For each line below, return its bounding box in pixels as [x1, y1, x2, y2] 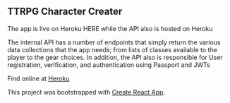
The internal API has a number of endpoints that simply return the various [7, 38, 221, 47]
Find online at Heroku [7, 74, 70, 83]
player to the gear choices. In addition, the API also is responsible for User [7, 53, 224, 61]
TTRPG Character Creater [7, 6, 123, 18]
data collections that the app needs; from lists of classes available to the [7, 45, 217, 54]
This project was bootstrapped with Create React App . [7, 87, 166, 96]
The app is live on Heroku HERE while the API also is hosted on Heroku [7, 24, 213, 32]
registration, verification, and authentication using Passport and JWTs [7, 60, 210, 69]
